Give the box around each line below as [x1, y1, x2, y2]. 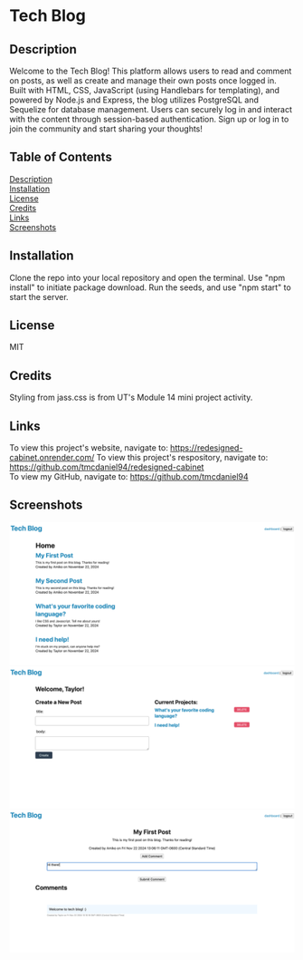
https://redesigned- [170, 442, 243, 453]
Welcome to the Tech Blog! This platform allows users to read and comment [9, 65, 292, 76]
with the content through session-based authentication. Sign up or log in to [9, 114, 289, 124]
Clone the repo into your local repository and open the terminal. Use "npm [9, 272, 286, 283]
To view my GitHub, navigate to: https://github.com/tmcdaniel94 [9, 471, 249, 482]
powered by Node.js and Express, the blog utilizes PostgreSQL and [9, 94, 260, 105]
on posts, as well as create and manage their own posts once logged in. [9, 75, 278, 86]
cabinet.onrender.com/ [9, 452, 95, 463]
